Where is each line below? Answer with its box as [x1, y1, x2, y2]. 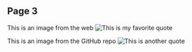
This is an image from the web [7, 23, 94, 31]
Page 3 [7, 5, 38, 17]
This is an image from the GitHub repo [7, 37, 116, 45]
